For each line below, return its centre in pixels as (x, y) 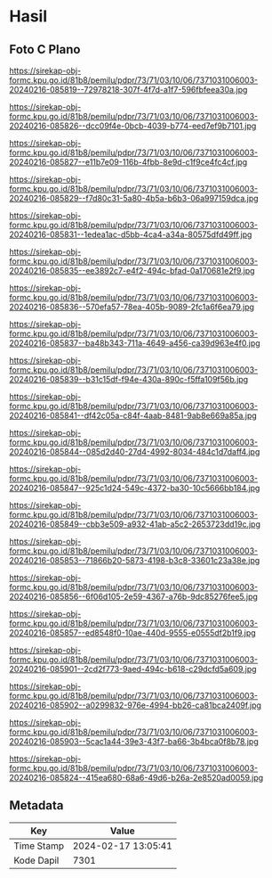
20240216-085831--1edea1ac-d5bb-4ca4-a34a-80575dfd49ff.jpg (131, 234)
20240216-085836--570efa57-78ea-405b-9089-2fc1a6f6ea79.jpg (132, 307)
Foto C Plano (45, 49)
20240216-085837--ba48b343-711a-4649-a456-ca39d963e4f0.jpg (135, 343)
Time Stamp (39, 846)
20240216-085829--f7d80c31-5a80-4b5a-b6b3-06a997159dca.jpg (134, 198)
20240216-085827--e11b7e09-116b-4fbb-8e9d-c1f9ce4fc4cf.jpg (128, 162)
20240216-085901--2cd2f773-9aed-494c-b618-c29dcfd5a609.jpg (133, 669)
